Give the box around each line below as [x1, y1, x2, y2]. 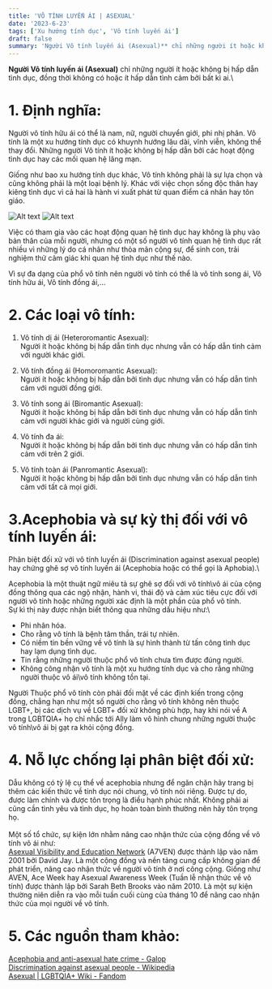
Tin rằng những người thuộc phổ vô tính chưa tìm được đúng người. [19, 654, 244, 664]
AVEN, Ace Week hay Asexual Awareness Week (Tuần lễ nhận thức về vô [8, 872, 252, 882]
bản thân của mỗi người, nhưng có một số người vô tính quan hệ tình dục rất [8, 236, 261, 246]
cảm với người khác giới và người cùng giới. [19, 416, 165, 425]
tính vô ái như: [8, 838, 56, 848]
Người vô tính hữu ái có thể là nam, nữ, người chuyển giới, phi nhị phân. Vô [8, 128, 257, 138]
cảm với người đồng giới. [19, 383, 103, 392]
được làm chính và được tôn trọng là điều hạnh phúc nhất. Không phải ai [8, 795, 249, 805]
